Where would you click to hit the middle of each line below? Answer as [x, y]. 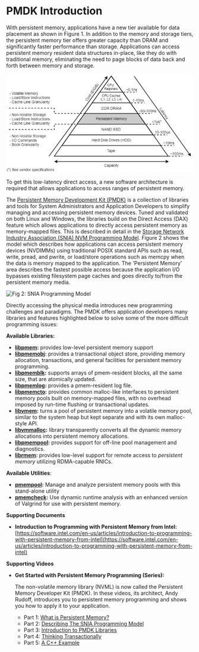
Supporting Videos [30, 564]
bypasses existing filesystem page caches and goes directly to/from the [94, 276]
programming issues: [32, 325]
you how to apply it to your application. [62, 606]
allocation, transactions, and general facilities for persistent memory [98, 360]
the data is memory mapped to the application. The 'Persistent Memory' [94, 263]
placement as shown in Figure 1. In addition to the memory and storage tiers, [100, 33]
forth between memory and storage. [50, 65]
